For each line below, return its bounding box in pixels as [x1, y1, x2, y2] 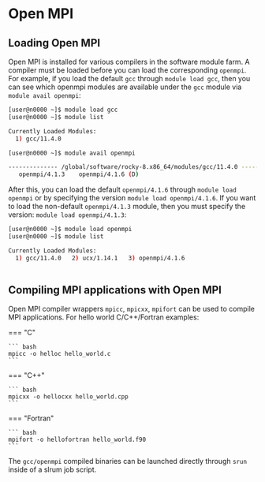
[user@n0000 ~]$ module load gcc [8, 106, 118, 114]
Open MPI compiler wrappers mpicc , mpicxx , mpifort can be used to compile [8, 305, 255, 314]
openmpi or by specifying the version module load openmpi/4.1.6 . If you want [8, 193, 256, 203]
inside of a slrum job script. [8, 465, 97, 474]
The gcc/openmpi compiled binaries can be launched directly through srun [8, 457, 247, 466]
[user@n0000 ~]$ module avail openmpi [8, 149, 136, 157]
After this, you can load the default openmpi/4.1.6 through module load [8, 185, 237, 194]
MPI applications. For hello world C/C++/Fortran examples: [8, 312, 200, 322]
